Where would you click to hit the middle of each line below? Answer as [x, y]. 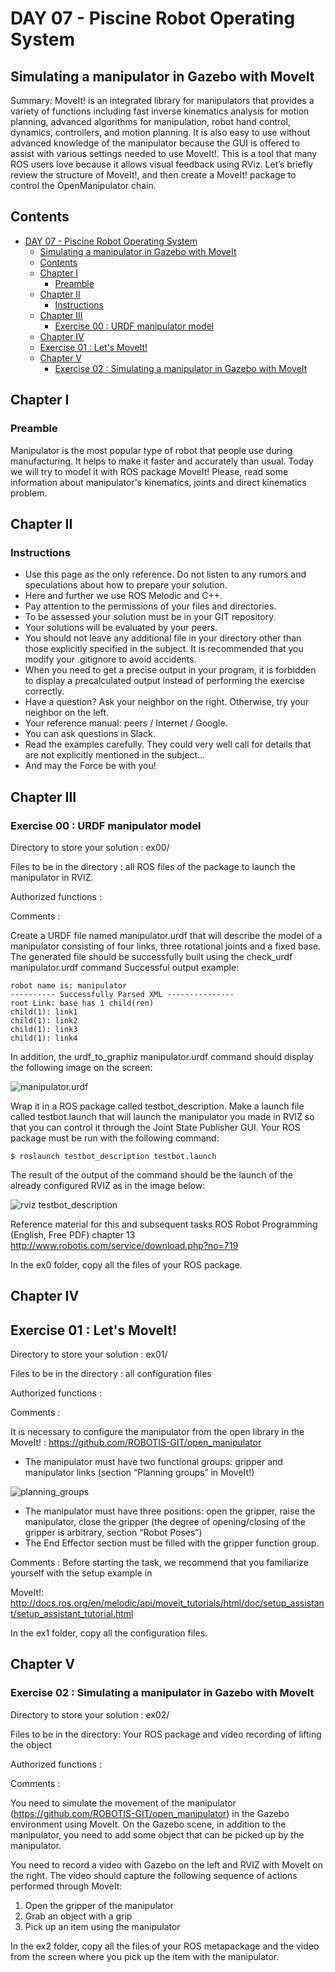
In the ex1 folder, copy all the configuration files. [109, 1633]
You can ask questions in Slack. [90, 734]
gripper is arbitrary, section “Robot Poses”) [113, 1533]
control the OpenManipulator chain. [83, 185]
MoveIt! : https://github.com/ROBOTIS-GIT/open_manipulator [136, 1443]
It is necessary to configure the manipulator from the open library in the [157, 1432]
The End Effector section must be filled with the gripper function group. [172, 1543]
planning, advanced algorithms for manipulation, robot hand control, [150, 121]
